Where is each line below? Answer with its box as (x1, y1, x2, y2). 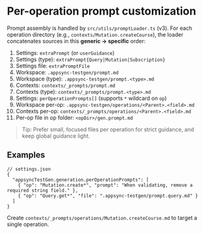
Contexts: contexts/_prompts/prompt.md (15, 81, 115, 89)
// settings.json (7, 166, 51, 172)
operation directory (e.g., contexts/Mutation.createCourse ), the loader (7, 30, 183, 38)
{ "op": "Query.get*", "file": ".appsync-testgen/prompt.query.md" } (18, 193, 199, 199)
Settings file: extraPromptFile (15, 62, 90, 69)
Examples (7, 150, 45, 160)
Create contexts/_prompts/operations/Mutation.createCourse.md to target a (7, 214, 198, 221)
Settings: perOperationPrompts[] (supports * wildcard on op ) (15, 94, 167, 102)
